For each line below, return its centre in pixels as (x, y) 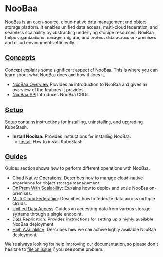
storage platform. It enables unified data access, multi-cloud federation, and (81, 27)
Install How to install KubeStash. (52, 141)
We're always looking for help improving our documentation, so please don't (81, 244)
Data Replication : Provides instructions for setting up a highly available (83, 219)
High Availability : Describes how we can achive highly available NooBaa (84, 230)
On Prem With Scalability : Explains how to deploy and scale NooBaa (80, 188)
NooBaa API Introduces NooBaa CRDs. (51, 94)
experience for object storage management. (56, 183)
